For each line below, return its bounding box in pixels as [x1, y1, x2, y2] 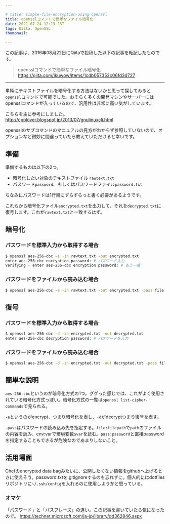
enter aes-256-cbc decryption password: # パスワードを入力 [5, 336, 129, 341]
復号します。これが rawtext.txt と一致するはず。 [5, 209, 105, 215]
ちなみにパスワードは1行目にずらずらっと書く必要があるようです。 [5, 192, 144, 198]
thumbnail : [5, 31, 28, 36]
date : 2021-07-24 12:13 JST [5, 21, 65, 26]
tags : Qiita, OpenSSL [5, 26, 51, 31]
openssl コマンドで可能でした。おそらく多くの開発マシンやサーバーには [5, 94, 154, 100]
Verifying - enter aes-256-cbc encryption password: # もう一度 [5, 263, 141, 268]
